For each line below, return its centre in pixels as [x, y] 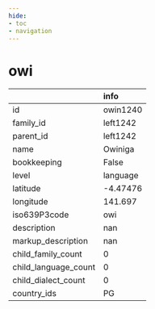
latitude [27, 189]
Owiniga [119, 149]
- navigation [30, 31]
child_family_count [47, 254]
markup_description [50, 241]
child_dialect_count [49, 281]
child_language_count [54, 267]
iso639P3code [41, 215]
